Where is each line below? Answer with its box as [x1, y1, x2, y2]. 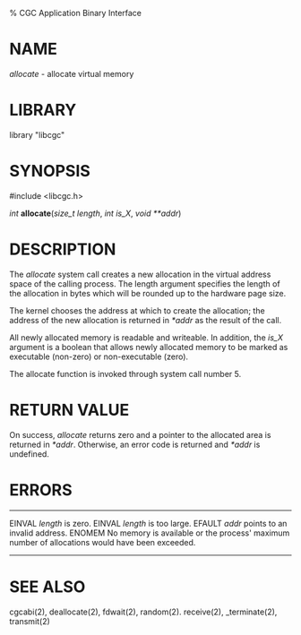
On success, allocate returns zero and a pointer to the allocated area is [9, 429, 271, 440]
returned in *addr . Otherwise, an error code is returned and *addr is [9, 439, 261, 450]
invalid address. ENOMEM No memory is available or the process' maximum [9, 528, 290, 538]
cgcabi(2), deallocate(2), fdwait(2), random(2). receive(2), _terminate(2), [9, 606, 278, 617]
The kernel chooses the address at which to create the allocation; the [9, 305, 266, 316]
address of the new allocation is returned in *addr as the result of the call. [9, 314, 282, 325]
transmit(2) [9, 615, 51, 626]
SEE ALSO [9, 577, 86, 596]
